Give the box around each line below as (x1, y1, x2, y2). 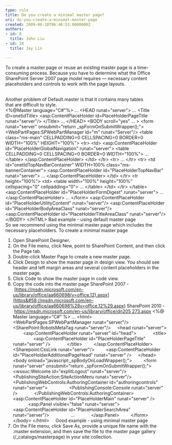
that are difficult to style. (5, 101, 58, 108)
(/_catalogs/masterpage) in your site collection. (12, 434, 113, 440)
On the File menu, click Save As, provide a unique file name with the (12, 422, 157, 429)
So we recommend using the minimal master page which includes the (5, 221, 152, 228)
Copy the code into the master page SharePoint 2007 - (12, 281, 129, 287)
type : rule (5, 7, 29, 13)
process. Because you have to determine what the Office (30, 70, 150, 76)
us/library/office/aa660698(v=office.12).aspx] (12, 291, 109, 298)
